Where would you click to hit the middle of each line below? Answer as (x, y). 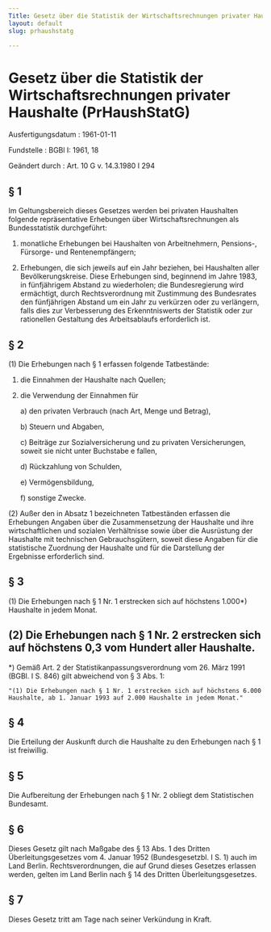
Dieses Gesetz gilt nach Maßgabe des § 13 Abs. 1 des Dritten (109, 848)
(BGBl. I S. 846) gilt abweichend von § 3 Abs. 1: (87, 676)
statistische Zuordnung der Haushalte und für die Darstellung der (117, 548)
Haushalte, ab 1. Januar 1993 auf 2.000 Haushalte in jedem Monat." (126, 698)
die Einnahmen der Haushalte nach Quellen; (93, 380)
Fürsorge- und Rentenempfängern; (78, 252)
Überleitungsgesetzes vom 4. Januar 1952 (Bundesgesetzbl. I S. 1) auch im (133, 857)
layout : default (35, 23)
